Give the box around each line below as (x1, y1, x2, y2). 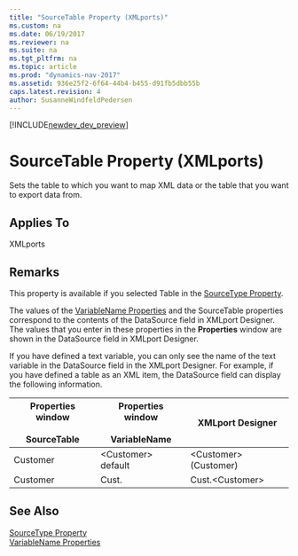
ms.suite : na (9, 46, 58, 55)
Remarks (9, 264, 60, 279)
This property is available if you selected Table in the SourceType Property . (9, 287, 284, 298)
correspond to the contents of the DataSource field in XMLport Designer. (9, 314, 275, 325)
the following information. (9, 379, 103, 389)
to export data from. (9, 190, 82, 200)
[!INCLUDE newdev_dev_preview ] (9, 120, 129, 130)
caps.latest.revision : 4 (9, 87, 101, 96)
